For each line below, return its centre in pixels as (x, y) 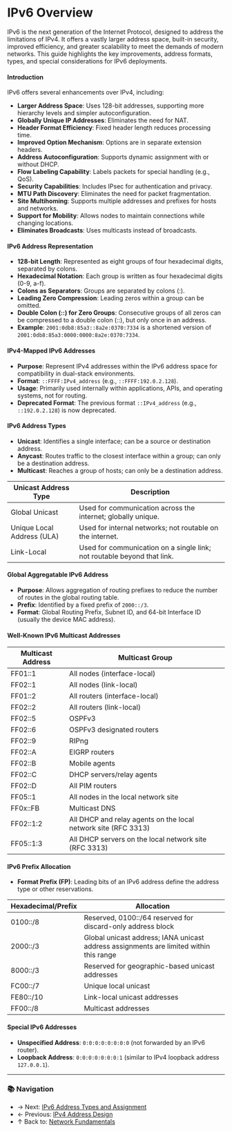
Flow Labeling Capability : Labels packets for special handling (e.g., (114, 172)
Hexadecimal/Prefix (44, 906)
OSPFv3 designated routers (114, 730)
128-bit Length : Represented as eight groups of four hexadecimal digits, (120, 262)
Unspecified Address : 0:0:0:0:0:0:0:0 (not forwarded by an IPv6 (111, 1042)
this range (100, 955)
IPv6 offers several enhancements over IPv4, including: (86, 92)
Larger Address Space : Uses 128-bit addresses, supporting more (110, 106)
